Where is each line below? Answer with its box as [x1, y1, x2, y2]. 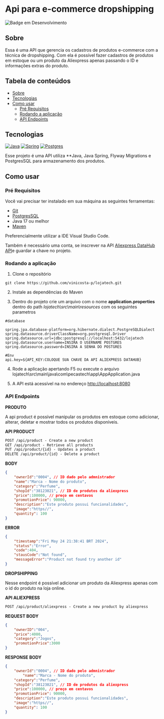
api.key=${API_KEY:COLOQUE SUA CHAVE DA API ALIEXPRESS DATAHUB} [5, 357, 141, 362]
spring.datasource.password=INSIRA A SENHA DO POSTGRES [5, 345, 122, 349]
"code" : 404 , [14, 548, 38, 553]
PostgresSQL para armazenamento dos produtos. [5, 158, 106, 164]
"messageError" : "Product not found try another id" [14, 557, 122, 562]
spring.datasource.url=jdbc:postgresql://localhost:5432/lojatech [5, 336, 144, 341]
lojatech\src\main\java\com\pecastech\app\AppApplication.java [12, 371, 140, 377]
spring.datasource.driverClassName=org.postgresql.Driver [5, 332, 126, 337]
